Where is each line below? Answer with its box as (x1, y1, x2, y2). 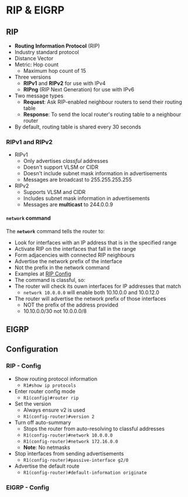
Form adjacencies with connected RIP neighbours (14, 251, 135, 258)
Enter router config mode (14, 387, 76, 394)
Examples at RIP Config (14, 270, 71, 277)
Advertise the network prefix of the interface (14, 257, 122, 264)
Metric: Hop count (14, 61, 59, 68)
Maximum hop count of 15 (23, 67, 87, 74)
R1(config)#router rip (23, 395, 79, 401)
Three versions (14, 74, 52, 80)
